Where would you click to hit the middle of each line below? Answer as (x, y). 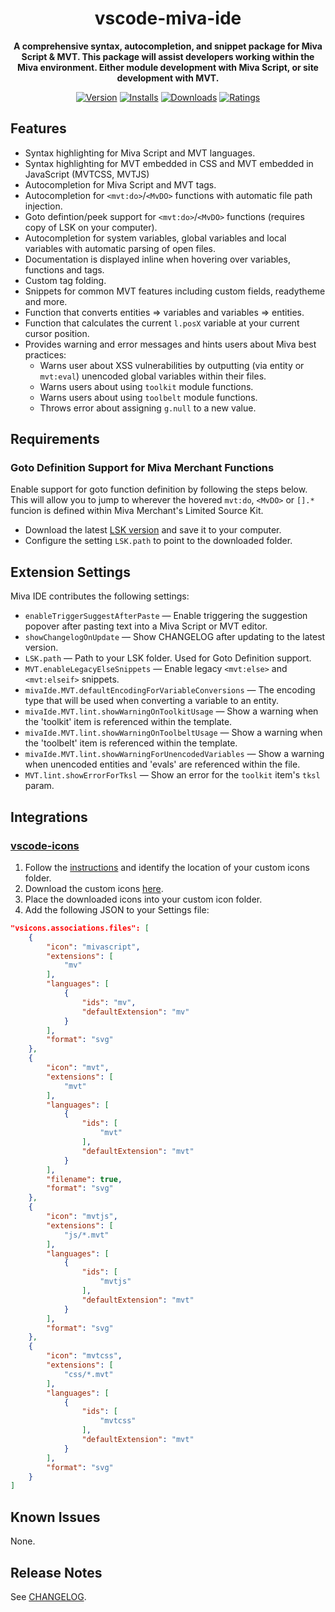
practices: (45, 354)
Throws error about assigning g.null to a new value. (148, 408)
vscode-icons (45, 845)
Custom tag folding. (65, 280)
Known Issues (55, 1517)
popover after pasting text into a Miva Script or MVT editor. (146, 626)
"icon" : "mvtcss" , (84, 1356)
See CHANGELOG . (48, 1596)
